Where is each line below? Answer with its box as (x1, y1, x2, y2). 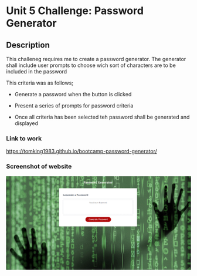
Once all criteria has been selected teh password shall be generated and (14, 113, 190, 120)
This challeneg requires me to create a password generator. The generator (6, 56, 186, 62)
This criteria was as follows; (6, 79, 74, 86)
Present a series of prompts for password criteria (14, 102, 134, 109)
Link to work (6, 134, 42, 142)
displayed (14, 120, 39, 127)
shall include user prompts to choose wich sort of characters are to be (6, 62, 176, 69)
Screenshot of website (6, 163, 72, 171)
